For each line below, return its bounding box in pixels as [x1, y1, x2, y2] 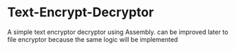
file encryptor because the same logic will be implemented [7, 35, 178, 43]
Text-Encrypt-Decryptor [7, 4, 154, 21]
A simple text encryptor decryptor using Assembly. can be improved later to [7, 28, 229, 36]
